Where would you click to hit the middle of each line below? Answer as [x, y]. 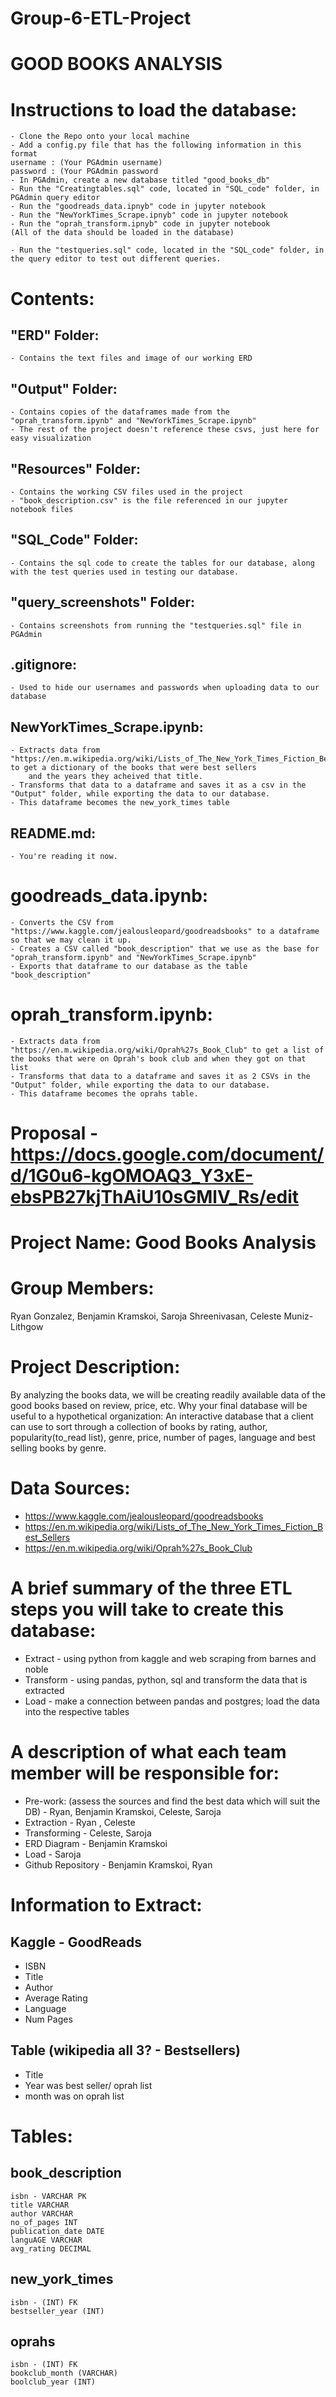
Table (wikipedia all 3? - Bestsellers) [125, 2050]
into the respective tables [77, 1711]
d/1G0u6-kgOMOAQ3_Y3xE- [132, 1176]
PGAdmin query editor [55, 198]
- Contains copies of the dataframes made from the [120, 412]
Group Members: [82, 1288]
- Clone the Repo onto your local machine [100, 137]
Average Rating [56, 1998]
